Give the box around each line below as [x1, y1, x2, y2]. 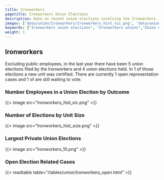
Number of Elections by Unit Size [5, 112, 85, 119]
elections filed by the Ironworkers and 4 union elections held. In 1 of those [5, 66, 154, 72]
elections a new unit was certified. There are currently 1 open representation [5, 71, 159, 77]
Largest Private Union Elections [5, 135, 82, 142]
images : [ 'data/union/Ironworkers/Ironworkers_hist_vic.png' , [5, 20, 134, 26]
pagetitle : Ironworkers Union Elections [5, 12, 89, 17]
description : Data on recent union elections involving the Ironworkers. [5, 16, 159, 21]
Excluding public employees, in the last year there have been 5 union [5, 60, 143, 66]
